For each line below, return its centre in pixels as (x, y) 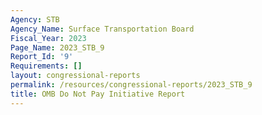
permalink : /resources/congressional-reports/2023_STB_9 (131, 85)
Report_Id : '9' (42, 57)
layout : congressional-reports (75, 76)
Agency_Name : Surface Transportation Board (102, 29)
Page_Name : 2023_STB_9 (57, 47)
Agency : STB (35, 19)
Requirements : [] (46, 66)
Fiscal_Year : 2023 (48, 38)
